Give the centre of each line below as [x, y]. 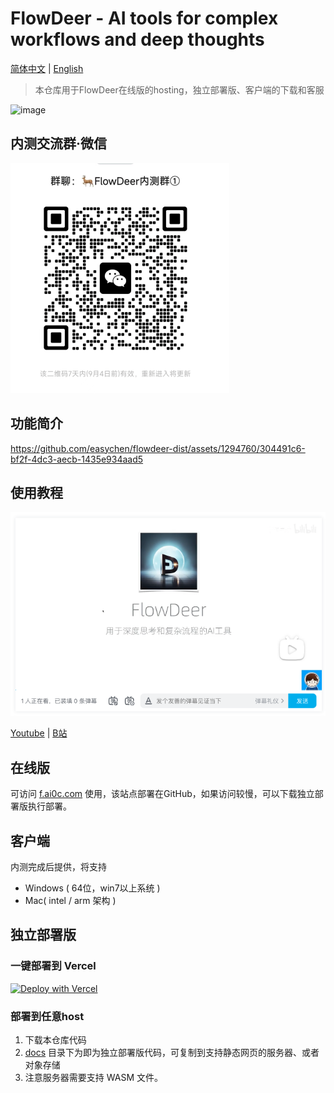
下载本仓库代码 [55, 1040]
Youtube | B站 [39, 733]
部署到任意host [47, 1016]
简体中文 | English [47, 68]
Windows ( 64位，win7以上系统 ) [92, 888]
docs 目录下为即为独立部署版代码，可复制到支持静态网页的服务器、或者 [172, 1053]
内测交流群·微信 [59, 143]
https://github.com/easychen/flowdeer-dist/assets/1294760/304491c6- [158, 448]
